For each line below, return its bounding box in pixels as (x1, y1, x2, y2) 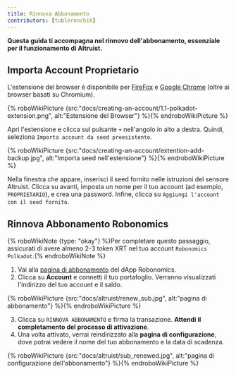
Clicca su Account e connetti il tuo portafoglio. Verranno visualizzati (17, 273, 216, 282)
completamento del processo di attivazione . (17, 322, 149, 332)
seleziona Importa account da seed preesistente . (7, 133, 153, 141)
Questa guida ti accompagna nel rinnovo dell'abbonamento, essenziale (7, 36, 221, 44)
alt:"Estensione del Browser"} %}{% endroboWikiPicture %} (54, 111, 229, 120)
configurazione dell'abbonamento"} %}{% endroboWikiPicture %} (7, 359, 199, 368)
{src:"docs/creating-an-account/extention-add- (65, 146, 204, 155)
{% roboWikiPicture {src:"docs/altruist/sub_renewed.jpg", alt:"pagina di (7, 351, 215, 360)
